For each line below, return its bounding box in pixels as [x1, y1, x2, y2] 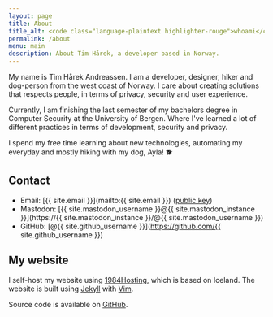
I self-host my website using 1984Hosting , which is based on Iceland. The [8, 275, 256, 284]
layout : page [8, 11, 53, 20]
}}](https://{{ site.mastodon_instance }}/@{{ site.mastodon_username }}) [19, 212, 264, 222]
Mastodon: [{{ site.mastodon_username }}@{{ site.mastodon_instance [19, 204, 256, 214]
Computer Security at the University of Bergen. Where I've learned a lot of [8, 114, 257, 123]
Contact [8, 174, 50, 188]
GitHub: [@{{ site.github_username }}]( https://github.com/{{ [19, 221, 222, 231]
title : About [8, 20, 53, 28]
